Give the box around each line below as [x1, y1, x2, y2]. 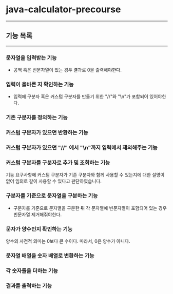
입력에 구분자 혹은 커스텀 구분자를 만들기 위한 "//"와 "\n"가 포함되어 [13, 93, 148, 100]
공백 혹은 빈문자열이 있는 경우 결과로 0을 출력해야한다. [13, 67, 122, 73]
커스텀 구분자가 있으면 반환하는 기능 [6, 129, 89, 136]
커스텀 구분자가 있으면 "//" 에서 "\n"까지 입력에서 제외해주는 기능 [6, 144, 158, 151]
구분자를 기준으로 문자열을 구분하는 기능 [6, 192, 98, 200]
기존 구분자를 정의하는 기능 [6, 114, 68, 121]
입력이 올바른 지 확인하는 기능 [6, 81, 74, 88]
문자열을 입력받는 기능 [6, 54, 57, 61]
